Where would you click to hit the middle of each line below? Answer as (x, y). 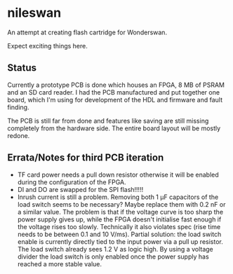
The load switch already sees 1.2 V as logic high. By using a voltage (115, 249)
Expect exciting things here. (47, 46)
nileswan (34, 13)
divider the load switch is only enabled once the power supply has (113, 256)
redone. (19, 135)
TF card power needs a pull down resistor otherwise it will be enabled (118, 174)
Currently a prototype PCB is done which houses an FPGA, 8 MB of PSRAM (116, 85)
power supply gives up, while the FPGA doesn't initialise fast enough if (119, 219)
